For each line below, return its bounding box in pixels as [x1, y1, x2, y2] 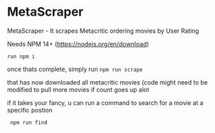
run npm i [7, 53, 36, 60]
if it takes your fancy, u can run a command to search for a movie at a [7, 98, 204, 106]
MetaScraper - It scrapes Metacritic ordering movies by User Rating [7, 27, 199, 35]
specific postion [7, 106, 53, 114]
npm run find [10, 119, 48, 126]
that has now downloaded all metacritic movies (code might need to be [7, 78, 208, 86]
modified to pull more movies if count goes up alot [7, 85, 150, 93]
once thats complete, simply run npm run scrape [7, 65, 143, 73]
